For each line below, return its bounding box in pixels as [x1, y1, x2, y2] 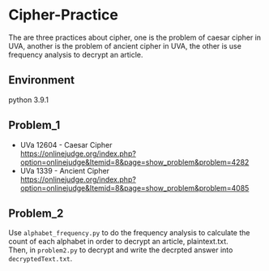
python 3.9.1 [8, 95, 49, 105]
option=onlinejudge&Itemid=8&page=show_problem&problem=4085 [19, 183, 250, 192]
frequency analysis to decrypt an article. [8, 49, 143, 59]
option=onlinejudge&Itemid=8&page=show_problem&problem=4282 [19, 157, 250, 167]
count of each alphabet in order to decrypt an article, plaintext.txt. [8, 237, 228, 247]
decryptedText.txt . [8, 254, 73, 264]
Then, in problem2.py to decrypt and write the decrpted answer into [8, 245, 233, 255]
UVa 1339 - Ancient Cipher [19, 166, 110, 175]
